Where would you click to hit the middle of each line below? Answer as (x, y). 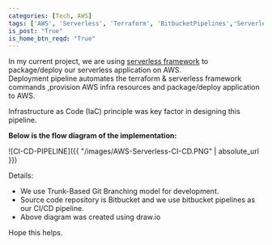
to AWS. (22, 96)
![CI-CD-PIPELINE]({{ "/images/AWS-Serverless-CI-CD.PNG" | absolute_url (134, 151)
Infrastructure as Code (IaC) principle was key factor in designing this (124, 112)
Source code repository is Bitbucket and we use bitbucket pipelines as (138, 200)
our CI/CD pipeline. (52, 209)
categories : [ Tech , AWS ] (50, 16)
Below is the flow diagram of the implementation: (93, 136)
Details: (21, 175)
